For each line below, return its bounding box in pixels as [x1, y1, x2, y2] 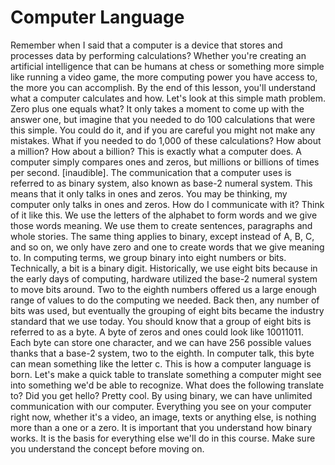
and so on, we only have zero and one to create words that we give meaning [10, 241, 325, 253]
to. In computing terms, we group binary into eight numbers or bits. [10, 251, 287, 263]
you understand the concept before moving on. [10, 442, 205, 455]
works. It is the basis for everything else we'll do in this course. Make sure [10, 432, 316, 444]
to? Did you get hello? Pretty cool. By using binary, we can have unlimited [10, 389, 313, 401]
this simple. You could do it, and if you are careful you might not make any [10, 124, 316, 136]
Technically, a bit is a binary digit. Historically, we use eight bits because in [10, 262, 318, 274]
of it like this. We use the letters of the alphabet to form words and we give [10, 209, 318, 221]
